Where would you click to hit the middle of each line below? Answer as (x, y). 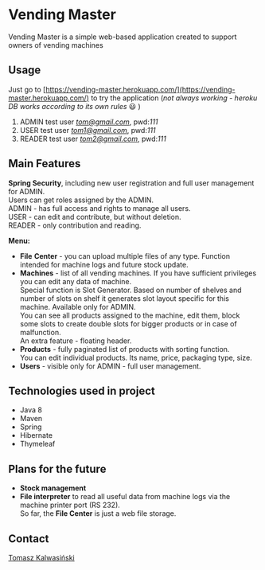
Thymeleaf (37, 444)
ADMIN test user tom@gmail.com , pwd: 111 (89, 122)
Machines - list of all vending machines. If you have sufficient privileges (138, 273)
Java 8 (31, 410)
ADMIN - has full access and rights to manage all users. (99, 208)
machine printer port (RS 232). (70, 505)
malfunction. (40, 332)
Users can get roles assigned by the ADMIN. (81, 200)
